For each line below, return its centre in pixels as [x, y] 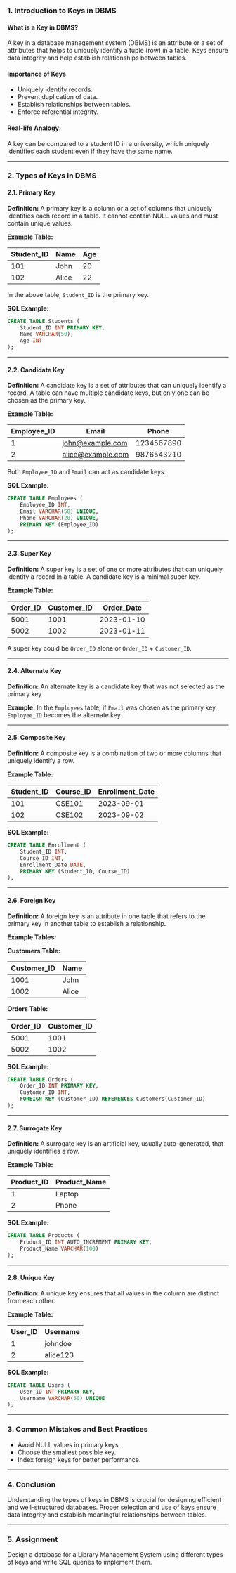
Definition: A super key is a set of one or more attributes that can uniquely [115, 569]
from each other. [32, 1300]
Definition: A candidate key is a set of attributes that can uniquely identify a [117, 386]
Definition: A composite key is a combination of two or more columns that [114, 753]
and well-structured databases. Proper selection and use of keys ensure [112, 1507]
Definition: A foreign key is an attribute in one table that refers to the [106, 916]
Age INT [31, 341]
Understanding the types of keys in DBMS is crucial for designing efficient [114, 1499]
